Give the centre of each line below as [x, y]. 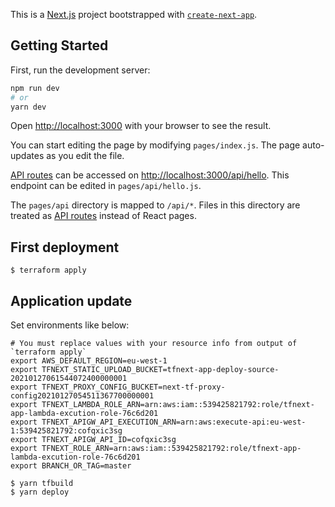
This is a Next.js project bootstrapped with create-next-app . [134, 14]
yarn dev [28, 107]
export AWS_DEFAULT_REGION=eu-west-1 [89, 361]
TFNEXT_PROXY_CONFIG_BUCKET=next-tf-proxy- [133, 387]
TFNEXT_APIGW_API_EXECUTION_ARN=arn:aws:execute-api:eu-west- [174, 422]
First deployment [65, 247]
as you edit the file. [85, 156]
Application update [71, 300]
